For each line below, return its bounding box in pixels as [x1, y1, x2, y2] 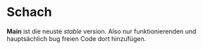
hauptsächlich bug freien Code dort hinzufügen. [6, 34, 147, 42]
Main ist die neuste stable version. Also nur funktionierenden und [6, 27, 197, 35]
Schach [6, 4, 52, 20]
